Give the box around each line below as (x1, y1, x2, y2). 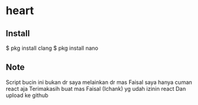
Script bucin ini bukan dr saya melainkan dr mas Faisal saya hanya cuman (6, 78, 192, 86)
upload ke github (6, 91, 49, 99)
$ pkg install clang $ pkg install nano (6, 44, 99, 52)
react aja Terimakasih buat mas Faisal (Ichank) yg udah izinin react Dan (6, 85, 186, 92)
